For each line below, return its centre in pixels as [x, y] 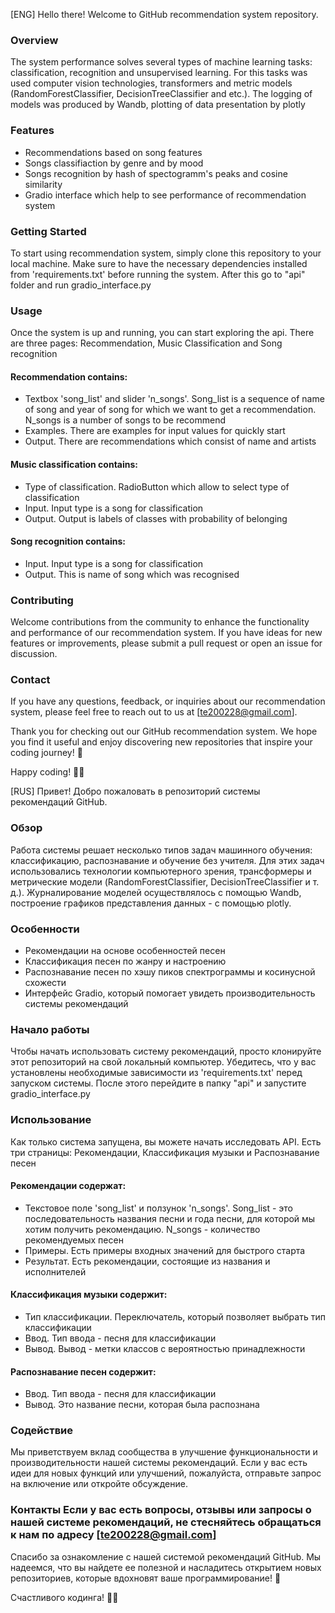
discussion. [34, 654]
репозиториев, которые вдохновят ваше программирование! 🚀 [146, 1578]
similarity [43, 184]
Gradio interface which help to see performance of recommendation [165, 195]
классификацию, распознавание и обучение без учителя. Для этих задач [167, 860]
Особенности [45, 929]
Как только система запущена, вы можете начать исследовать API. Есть [166, 1141]
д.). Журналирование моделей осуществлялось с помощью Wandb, [156, 892]
